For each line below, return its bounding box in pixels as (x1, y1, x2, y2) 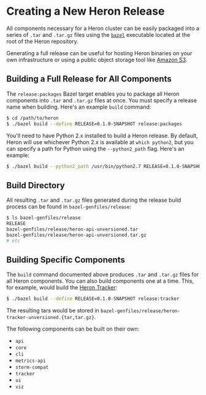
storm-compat (15, 364, 49, 370)
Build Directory (6, 180, 66, 191)
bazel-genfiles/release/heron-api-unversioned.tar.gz (6, 232, 147, 238)
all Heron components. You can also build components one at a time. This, (6, 277, 194, 285)
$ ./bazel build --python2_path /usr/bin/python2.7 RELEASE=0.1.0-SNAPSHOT (6, 163, 204, 169)
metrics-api (15, 358, 46, 364)
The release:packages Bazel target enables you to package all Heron (6, 90, 180, 98)
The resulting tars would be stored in (6, 307, 99, 314)
